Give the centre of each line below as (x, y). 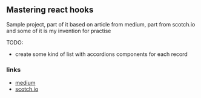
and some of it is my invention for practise (59, 31)
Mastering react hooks (50, 10)
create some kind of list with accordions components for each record (101, 54)
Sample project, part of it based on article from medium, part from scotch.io (101, 24)
